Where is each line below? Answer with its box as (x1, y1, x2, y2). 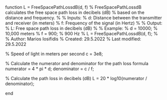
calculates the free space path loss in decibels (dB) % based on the (5, 9, 145, 15)
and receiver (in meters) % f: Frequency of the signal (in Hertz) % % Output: (5, 20, 162, 26)
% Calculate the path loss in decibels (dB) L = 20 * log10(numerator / (5, 76, 147, 81)
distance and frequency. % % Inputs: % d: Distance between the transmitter (5, 15, 162, 20)
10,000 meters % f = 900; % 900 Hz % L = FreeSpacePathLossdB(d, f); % (5, 31, 158, 36)
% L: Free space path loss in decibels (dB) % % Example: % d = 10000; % (5, 25, 158, 31)
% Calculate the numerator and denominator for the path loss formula (5, 61, 148, 66)
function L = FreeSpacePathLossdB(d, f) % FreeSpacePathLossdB (5, 4, 141, 10)
